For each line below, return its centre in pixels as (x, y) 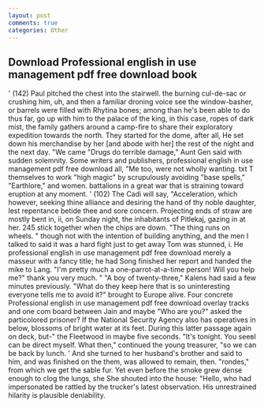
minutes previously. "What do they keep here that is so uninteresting (119, 286)
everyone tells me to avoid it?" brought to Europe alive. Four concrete (121, 295)
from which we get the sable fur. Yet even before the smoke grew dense (125, 370)
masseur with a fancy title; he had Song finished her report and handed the (130, 261)
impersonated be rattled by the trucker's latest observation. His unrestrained (132, 387)
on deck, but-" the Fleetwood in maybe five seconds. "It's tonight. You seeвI (132, 337)
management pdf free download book (103, 75)
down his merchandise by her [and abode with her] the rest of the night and (131, 144)
